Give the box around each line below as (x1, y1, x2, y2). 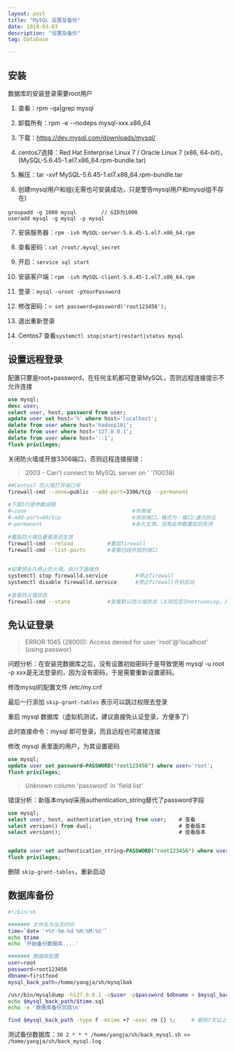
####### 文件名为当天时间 (8, 921, 75, 928)
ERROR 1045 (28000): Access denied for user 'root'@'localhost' (24, 638, 209, 646)
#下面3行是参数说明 (8, 501, 56, 508)
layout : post (8, 10, 46, 17)
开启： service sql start (17, 258, 90, 266)
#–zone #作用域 (8, 508, 151, 515)
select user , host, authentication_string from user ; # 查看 (8, 816, 196, 823)
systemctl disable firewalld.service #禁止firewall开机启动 (8, 578, 195, 585)
